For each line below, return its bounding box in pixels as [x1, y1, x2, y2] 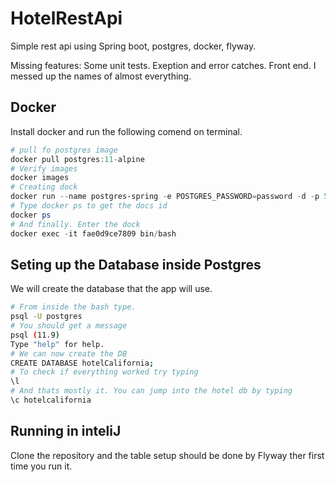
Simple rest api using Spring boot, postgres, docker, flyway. [10, 40, 257, 52]
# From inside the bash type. [10, 302, 137, 312]
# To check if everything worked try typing [10, 367, 199, 377]
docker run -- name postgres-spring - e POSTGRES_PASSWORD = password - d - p [10, 192, 320, 202]
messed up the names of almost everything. [10, 70, 192, 82]
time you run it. [10, 460, 73, 472]
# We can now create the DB [10, 348, 128, 359]
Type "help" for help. [10, 339, 105, 349]
